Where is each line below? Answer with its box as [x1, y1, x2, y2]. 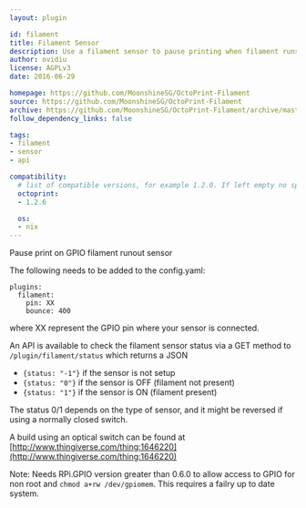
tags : [9, 130, 30, 139]
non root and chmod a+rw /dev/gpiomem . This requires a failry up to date [9, 479, 275, 490]
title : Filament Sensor [9, 38, 100, 47]
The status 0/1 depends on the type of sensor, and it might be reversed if [9, 404, 283, 415]
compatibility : [9, 172, 67, 181]
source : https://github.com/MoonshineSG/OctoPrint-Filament [9, 97, 243, 106]
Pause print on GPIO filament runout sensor [9, 248, 173, 259]
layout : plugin [9, 13, 67, 23]
